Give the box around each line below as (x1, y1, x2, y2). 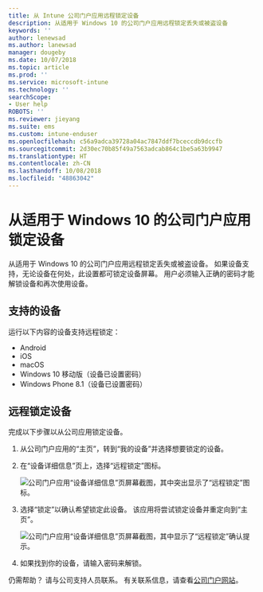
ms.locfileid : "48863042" (8, 174, 94, 183)
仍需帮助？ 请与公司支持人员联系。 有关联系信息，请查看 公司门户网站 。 (8, 575, 243, 585)
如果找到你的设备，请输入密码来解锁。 (19, 559, 146, 568)
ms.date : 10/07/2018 (8, 56, 77, 64)
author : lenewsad (8, 33, 66, 42)
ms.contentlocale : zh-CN (8, 160, 91, 168)
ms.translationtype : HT (8, 152, 88, 160)
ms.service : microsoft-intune (8, 78, 109, 86)
